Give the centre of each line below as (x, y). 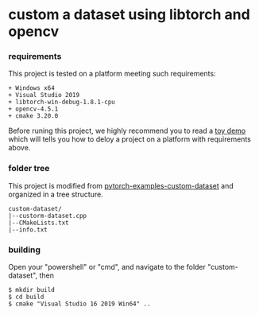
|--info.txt (28, 229)
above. (19, 148)
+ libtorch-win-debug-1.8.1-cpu (62, 102)
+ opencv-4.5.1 (33, 109)
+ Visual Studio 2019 (44, 95)
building (25, 250)
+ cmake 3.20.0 (33, 116)
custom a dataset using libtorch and (129, 15)
